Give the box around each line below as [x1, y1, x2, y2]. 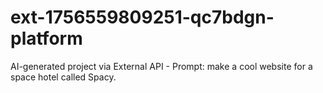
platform [10, 27, 83, 50]
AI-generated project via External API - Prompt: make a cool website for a [10, 60, 313, 72]
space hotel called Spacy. [10, 71, 117, 83]
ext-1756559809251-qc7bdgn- [10, 6, 275, 29]
